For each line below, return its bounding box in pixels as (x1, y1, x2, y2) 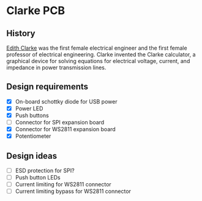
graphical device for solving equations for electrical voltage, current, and (6, 58, 190, 64)
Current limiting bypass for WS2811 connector (15, 188, 132, 195)
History (6, 28, 36, 39)
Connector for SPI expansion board (15, 119, 105, 126)
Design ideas (6, 151, 58, 161)
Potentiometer (15, 132, 51, 140)
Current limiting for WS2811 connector (15, 181, 111, 188)
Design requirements (6, 82, 89, 92)
